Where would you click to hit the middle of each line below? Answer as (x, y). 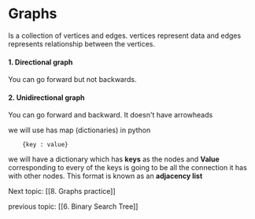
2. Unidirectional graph (46, 97)
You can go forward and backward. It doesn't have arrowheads (111, 115)
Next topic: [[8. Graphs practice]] (62, 191)
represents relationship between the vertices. (82, 43)
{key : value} (45, 145)
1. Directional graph (41, 62)
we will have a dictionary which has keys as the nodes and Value (114, 159)
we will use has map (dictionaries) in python (79, 130)
